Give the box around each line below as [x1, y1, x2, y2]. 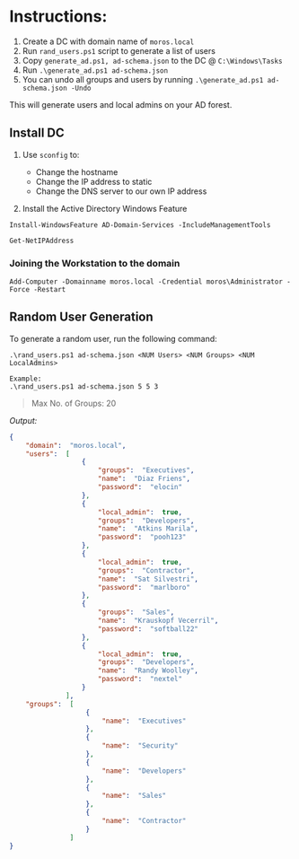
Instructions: [9, 6, 108, 27]
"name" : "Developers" [101, 766, 187, 776]
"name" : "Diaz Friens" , [97, 474, 191, 484]
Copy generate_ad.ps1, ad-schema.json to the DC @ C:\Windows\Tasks [22, 55, 283, 66]
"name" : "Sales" [101, 792, 167, 801]
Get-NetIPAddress [9, 236, 75, 245]
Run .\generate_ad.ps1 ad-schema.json [22, 65, 169, 75]
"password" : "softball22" [97, 624, 199, 634]
